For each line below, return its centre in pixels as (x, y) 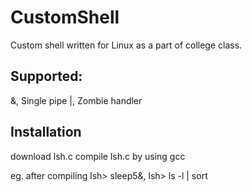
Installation (46, 132)
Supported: (46, 76)
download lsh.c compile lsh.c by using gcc (98, 156)
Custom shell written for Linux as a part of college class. (126, 45)
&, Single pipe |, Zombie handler (76, 100)
